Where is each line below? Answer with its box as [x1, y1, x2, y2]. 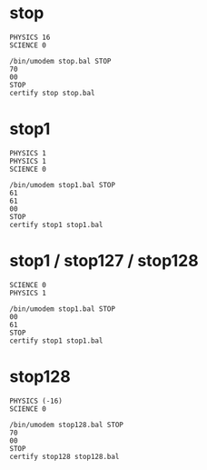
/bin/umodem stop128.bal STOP [9, 420, 124, 429]
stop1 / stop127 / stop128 [9, 251, 199, 271]
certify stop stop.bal [9, 88, 95, 97]
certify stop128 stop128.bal [9, 452, 120, 461]
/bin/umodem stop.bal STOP [9, 56, 112, 65]
